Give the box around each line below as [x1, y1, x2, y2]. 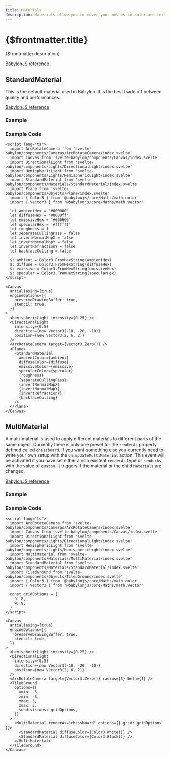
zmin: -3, [18, 694, 39, 699]
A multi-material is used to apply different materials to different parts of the [5, 436, 162, 442]
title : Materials [5, 7, 42, 13]
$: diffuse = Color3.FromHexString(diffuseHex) [10, 262, 112, 267]
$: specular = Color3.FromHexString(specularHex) [10, 271, 116, 276]
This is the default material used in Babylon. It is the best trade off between [5, 89, 162, 95]
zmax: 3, [18, 703, 37, 708]
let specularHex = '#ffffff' [10, 222, 71, 227]
